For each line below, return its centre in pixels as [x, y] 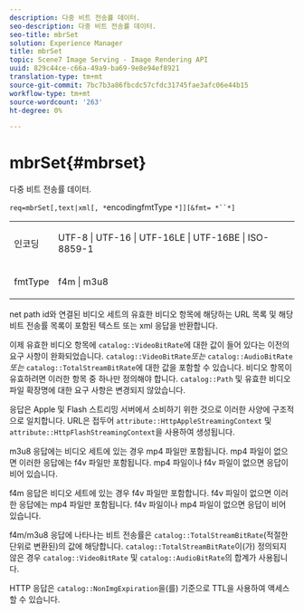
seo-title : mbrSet [44, 34]
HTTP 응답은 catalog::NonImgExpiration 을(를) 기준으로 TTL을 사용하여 [138, 589]
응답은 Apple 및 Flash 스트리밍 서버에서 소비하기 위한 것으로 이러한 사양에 [140, 409]
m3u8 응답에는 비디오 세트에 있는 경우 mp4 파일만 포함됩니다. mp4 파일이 [141, 451]
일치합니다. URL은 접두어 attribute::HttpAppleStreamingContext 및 [149, 421]
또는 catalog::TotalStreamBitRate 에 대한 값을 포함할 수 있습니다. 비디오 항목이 [151, 368]
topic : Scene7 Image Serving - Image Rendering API [109, 60]
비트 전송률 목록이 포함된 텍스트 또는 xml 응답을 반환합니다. [114, 326]
